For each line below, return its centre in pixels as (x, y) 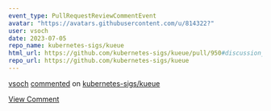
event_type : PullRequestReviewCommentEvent (83, 16)
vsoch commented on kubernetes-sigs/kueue (84, 83)
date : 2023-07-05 (38, 38)
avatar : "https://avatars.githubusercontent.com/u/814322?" (112, 23)
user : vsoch (28, 31)
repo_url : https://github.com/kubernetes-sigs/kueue (99, 61)
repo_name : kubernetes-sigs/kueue (67, 46)
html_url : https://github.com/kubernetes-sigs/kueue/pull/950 (115, 53)
